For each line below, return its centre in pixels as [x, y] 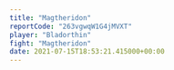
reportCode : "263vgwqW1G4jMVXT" [71, 26]
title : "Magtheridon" [51, 18]
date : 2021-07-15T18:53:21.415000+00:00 [87, 52]
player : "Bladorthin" [51, 35]
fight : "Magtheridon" [51, 43]
